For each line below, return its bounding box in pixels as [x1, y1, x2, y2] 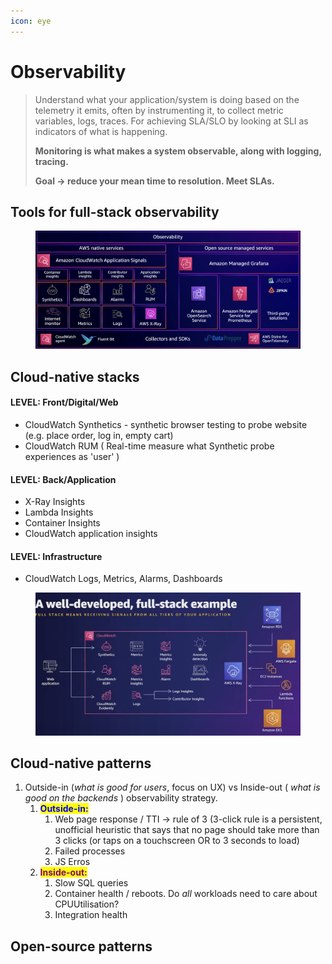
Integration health [54, 909, 128, 921]
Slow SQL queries [54, 877, 129, 889]
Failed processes [54, 845, 126, 857]
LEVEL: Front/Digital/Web [10, 396, 119, 409]
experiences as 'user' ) [24, 450, 120, 462]
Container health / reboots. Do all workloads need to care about [54, 888, 318, 900]
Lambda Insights [24, 506, 94, 519]
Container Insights [24, 517, 101, 529]
